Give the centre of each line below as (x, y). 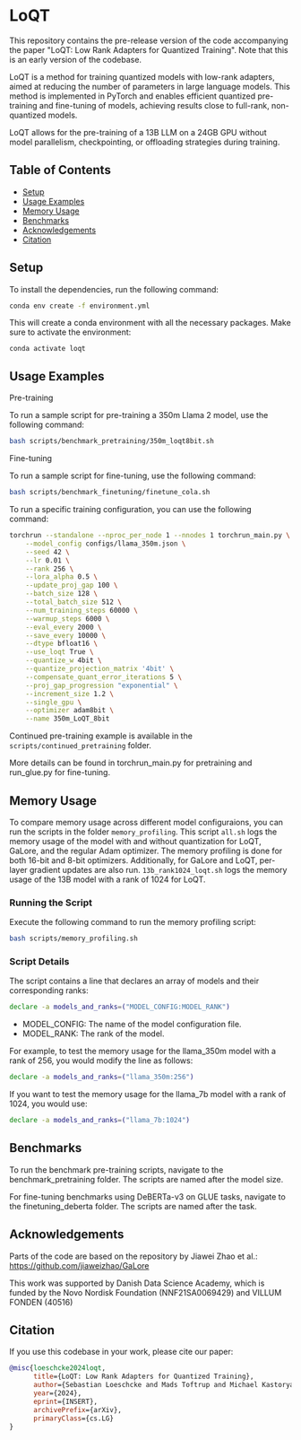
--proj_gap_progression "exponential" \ (102, 685)
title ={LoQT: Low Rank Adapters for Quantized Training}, (143, 1377)
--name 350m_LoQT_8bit (68, 719)
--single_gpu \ (54, 702)
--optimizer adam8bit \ (70, 711)
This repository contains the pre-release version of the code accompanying (149, 40)
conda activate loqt (48, 349)
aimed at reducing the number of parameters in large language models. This (150, 86)
